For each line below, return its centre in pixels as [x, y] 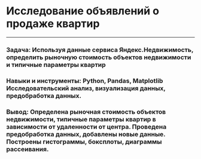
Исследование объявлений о [83, 11]
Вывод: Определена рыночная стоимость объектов [86, 112]
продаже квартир [53, 24]
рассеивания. [28, 149]
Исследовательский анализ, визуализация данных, [86, 88]
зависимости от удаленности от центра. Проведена [86, 127]
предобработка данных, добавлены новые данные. [86, 134]
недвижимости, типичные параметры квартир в [81, 119]
